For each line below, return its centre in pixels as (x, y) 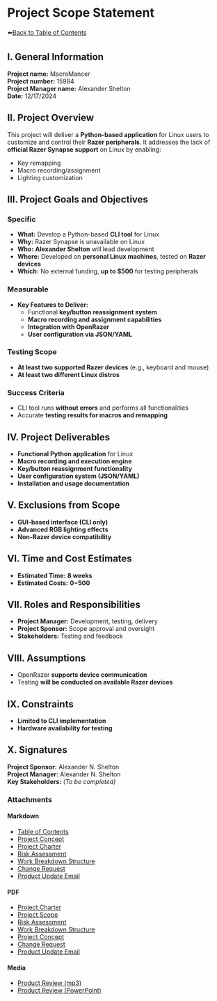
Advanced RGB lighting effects (63, 529)
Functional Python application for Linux (75, 454)
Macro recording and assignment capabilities (95, 319)
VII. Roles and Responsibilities (74, 604)
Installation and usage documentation (73, 483)
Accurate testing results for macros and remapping (93, 415)
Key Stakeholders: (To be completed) (62, 781)
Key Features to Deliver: (53, 305)
